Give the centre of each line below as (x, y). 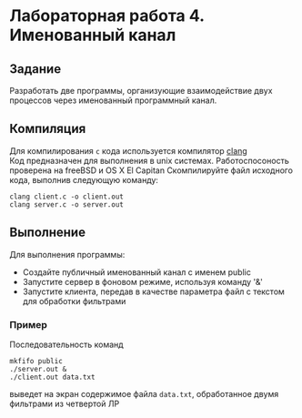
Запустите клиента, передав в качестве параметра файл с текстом (153, 291)
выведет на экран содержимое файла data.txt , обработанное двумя (144, 393)
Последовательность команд (67, 344)
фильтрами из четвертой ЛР (65, 403)
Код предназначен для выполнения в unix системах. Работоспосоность (149, 160)
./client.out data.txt (52, 377)
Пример (29, 324)
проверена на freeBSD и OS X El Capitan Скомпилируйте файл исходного (151, 170)
